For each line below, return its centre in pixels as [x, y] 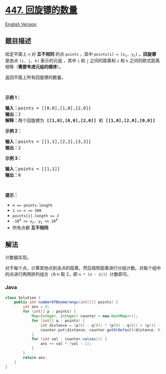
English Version [21, 24]
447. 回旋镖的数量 [41, 10]
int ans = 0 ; [36, 307]
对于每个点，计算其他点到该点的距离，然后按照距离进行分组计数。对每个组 [81, 268]
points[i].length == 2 [36, 216]
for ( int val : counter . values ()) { [69, 339]
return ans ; [35, 358]
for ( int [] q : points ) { [58, 320]
